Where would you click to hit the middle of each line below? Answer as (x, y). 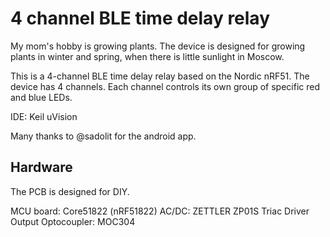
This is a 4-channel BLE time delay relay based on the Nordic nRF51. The (160, 76)
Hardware (41, 167)
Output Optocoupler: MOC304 (73, 221)
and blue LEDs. (41, 97)
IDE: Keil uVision (44, 116)
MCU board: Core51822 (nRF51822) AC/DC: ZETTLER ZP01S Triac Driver (160, 211)
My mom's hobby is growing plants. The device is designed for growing (158, 46)
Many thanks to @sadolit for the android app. (103, 136)
